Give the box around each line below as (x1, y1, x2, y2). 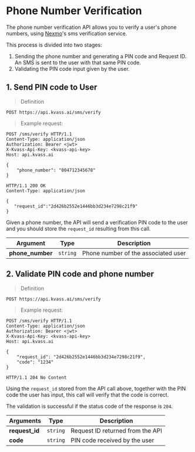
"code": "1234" (16, 359, 54, 365)
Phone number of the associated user (82, 249, 186, 257)
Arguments (9, 417, 41, 425)
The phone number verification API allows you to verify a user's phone (6, 24, 177, 31)
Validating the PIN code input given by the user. (14, 65, 130, 72)
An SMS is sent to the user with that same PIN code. (14, 59, 141, 66)
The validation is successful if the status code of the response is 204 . (6, 402, 173, 410)
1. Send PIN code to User (6, 83, 97, 93)
